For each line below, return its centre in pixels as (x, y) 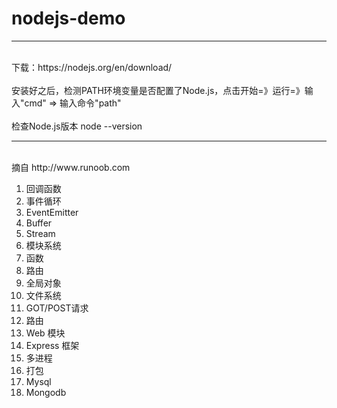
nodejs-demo (68, 18)
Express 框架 (52, 345)
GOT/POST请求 (57, 308)
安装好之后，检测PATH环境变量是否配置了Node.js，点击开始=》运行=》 (158, 90)
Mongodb (46, 392)
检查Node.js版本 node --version (77, 126)
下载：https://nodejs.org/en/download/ (92, 67)
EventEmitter (52, 212)
